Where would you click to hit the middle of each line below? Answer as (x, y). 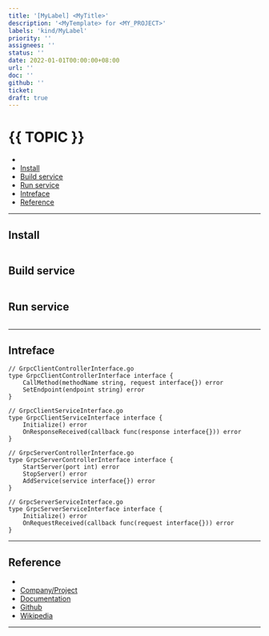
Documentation (45, 599)
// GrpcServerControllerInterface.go (71, 453)
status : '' (26, 53)
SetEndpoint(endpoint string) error (84, 390)
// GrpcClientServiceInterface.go (66, 411)
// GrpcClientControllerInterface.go (71, 369)
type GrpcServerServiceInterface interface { (85, 509)
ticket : (21, 90)
